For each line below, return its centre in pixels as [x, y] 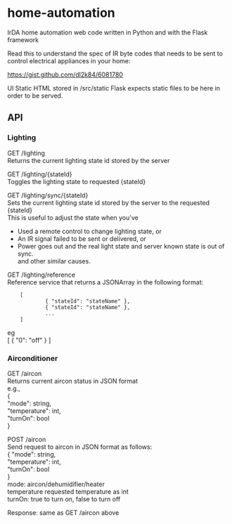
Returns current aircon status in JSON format [73, 381]
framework [23, 39]
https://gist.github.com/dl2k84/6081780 [65, 74]
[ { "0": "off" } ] [29, 340]
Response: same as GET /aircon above [63, 512]
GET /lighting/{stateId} [40, 174]
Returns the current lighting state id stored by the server [89, 160]
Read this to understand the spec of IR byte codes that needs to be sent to [115, 53]
